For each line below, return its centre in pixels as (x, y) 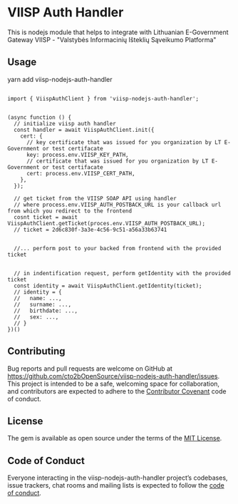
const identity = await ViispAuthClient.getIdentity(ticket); (108, 286)
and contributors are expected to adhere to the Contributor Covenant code (117, 391)
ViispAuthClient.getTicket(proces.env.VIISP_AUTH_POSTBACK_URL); (106, 223)
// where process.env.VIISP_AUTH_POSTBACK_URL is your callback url (118, 205)
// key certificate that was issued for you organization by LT (124, 142)
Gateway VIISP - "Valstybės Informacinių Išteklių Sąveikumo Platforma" (112, 39)
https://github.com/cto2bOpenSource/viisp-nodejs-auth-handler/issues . (114, 376)
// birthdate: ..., (46, 311)
